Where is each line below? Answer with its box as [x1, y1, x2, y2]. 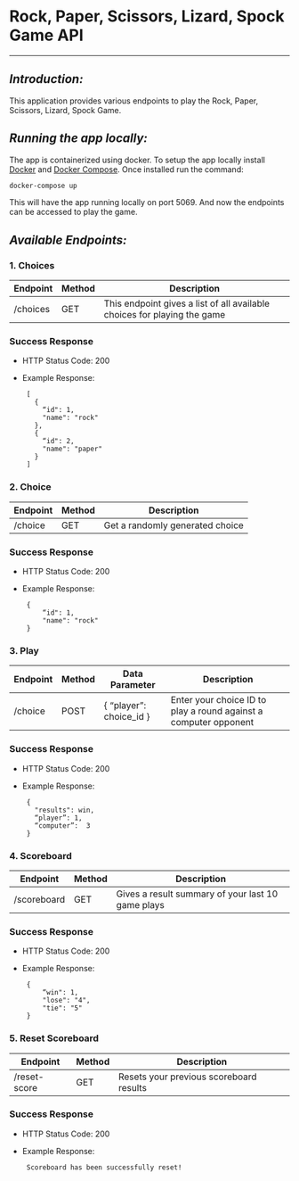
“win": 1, [42, 988, 79, 997]
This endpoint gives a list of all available [103, 297, 270, 310]
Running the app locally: [9, 131, 149, 146]
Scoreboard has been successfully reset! [26, 1162, 182, 1172]
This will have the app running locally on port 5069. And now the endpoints [9, 197, 285, 208]
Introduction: [9, 71, 84, 87]
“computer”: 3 [34, 821, 91, 830]
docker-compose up [9, 181, 77, 190]
